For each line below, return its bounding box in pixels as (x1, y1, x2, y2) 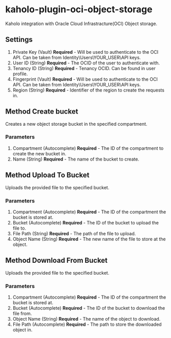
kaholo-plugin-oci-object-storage (5, 4, 153, 15)
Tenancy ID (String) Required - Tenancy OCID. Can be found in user (12, 65, 156, 71)
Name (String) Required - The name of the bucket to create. (12, 156, 139, 162)
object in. (12, 327, 33, 333)
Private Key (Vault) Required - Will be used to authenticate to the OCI (12, 49, 159, 55)
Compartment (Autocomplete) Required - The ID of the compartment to (12, 145, 164, 151)
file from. (12, 310, 32, 317)
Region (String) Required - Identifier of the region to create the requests (12, 87, 165, 93)
